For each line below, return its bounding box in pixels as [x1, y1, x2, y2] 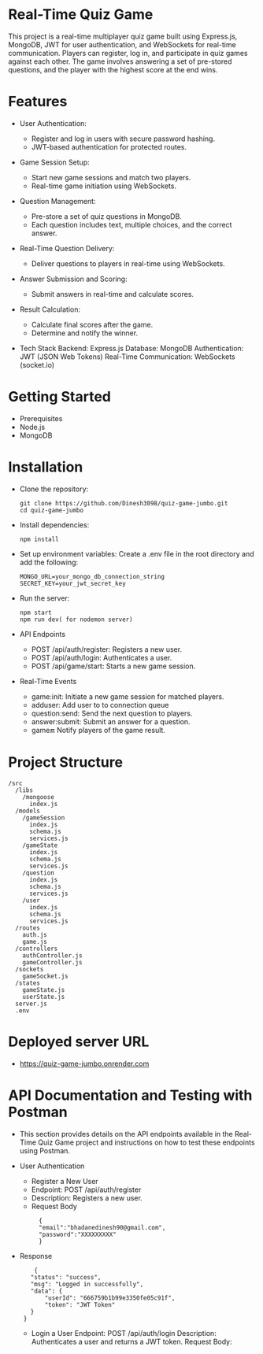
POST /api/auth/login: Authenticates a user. [31, 653, 172, 662]
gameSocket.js [22, 972, 69, 980]
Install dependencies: [19, 520, 90, 529]
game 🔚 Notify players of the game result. [31, 725, 165, 734]
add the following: [19, 557, 79, 567]
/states [15, 979, 41, 987]
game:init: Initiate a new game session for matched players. [31, 691, 224, 701]
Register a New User [31, 1176, 98, 1186]
